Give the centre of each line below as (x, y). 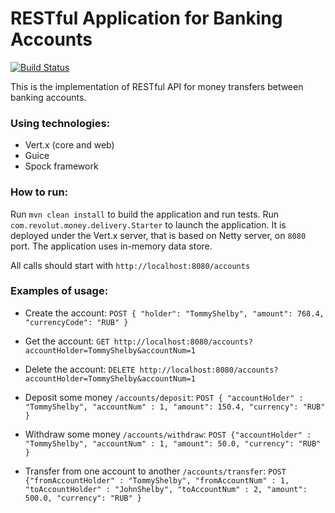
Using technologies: (60, 123)
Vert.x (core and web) (69, 145)
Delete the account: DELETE (80, 369)
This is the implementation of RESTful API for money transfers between (157, 86)
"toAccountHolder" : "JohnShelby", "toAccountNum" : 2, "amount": (166, 489)
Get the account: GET (67, 341)
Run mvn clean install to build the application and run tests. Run (145, 214)
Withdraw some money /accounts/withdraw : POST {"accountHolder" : (168, 434)
